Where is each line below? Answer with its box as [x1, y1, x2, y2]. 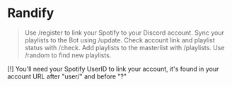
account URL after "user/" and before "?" [7, 72, 127, 81]
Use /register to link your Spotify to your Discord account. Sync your [24, 28, 224, 37]
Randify [7, 5, 54, 21]
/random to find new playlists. [24, 51, 112, 59]
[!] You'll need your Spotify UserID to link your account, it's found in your [7, 64, 219, 73]
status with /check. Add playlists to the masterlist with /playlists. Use [24, 43, 225, 52]
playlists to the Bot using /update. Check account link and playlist [24, 35, 216, 44]
